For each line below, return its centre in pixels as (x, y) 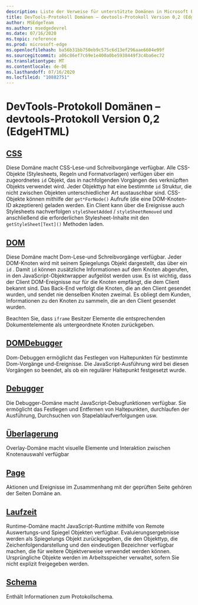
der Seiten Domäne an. (34, 493)
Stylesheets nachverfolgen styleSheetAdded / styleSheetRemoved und (89, 212)
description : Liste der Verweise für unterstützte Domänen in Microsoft (97, 12)
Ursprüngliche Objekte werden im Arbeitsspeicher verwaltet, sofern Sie (93, 557)
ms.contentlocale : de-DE (37, 66)
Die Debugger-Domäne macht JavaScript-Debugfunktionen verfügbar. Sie (96, 403)
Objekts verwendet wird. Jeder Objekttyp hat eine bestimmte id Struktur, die (99, 187)
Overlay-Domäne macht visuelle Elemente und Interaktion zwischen (88, 448)
